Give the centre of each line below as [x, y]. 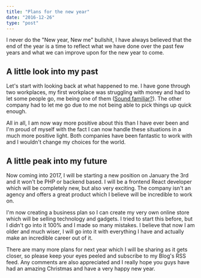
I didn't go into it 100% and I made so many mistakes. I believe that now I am [100, 225]
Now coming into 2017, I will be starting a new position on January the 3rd [97, 175]
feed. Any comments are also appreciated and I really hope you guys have [98, 262]
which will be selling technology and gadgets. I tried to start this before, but [100, 219]
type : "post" [22, 23]
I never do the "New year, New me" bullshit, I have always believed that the [99, 40]
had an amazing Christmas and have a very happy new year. [81, 268]
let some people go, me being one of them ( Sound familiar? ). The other [94, 99]
